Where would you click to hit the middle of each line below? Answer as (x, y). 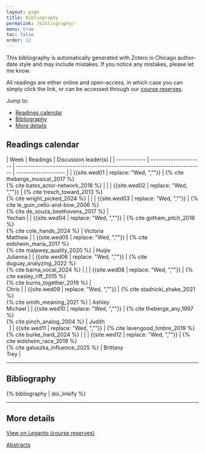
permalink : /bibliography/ (41, 23)
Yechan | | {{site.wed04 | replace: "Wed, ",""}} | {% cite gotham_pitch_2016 (101, 218)
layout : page (23, 12)
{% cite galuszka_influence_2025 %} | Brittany (65, 347)
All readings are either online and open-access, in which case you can (95, 82)
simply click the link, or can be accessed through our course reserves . (95, 89)
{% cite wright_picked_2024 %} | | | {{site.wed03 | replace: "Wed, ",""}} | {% (102, 198)
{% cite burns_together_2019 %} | (49, 283)
